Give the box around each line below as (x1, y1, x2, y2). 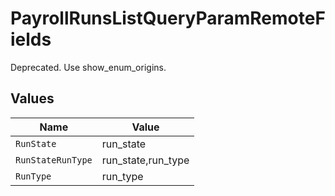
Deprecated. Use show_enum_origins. (10, 61, 167, 73)
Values (10, 90, 55, 107)
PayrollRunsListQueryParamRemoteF (10, 7, 326, 30)
